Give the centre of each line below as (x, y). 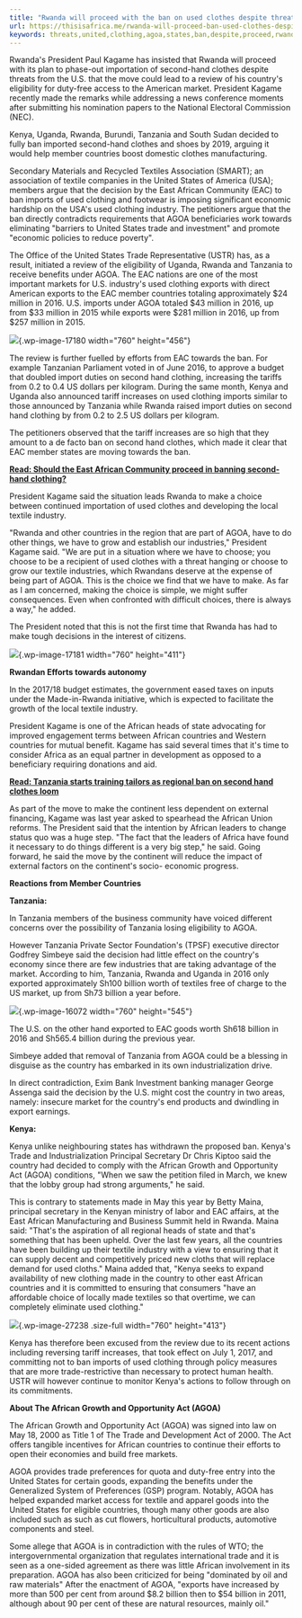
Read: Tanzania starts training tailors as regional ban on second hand (142, 782)
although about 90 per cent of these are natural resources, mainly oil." (139, 1604)
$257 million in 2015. (47, 322)
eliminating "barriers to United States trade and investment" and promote (145, 228)
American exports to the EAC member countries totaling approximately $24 (149, 294)
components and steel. (52, 1529)
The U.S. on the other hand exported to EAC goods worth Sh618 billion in (144, 1029)
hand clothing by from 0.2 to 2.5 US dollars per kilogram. (115, 415)
